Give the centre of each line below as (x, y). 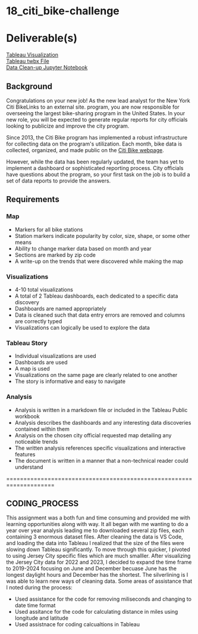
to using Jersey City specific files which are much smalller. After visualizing (98, 556)
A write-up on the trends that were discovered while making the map (99, 261)
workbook (27, 416)
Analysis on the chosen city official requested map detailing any (93, 435)
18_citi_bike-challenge (63, 11)
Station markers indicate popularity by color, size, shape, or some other (102, 236)
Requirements (33, 200)
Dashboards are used (41, 363)
